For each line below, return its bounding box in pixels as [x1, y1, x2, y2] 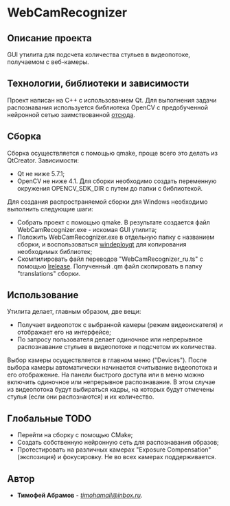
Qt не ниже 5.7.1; [16, 169, 65, 178]
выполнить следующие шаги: [7, 204, 94, 213]
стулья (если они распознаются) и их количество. [7, 392, 154, 401]
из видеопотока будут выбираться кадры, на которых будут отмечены [7, 386, 214, 394]
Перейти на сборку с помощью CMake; [16, 431, 133, 439]
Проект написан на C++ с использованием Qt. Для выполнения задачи [7, 96, 217, 104]
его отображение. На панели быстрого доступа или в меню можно [7, 370, 205, 379]
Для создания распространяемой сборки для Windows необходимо [7, 198, 208, 206]
